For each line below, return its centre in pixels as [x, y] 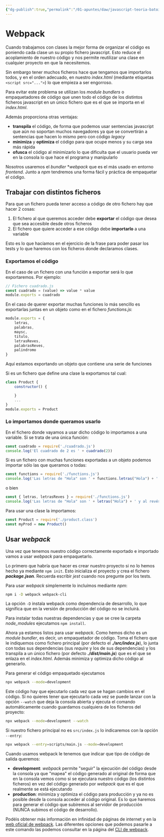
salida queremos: [23, 759]
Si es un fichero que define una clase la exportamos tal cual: [66, 373]
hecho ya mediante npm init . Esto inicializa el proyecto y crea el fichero [78, 571]
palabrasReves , [30, 346]
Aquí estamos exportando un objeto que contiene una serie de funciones [79, 364]
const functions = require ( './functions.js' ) [52, 474]
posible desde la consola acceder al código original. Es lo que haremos [84, 800]
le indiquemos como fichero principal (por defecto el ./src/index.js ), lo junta [82, 643]
